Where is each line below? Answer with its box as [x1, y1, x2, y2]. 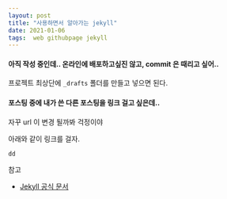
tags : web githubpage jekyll [8, 33, 108, 42]
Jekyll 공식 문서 [19, 182, 69, 191]
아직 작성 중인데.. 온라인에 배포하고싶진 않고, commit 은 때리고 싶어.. [8, 59, 219, 68]
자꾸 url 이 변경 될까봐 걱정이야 [8, 117, 104, 127]
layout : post [8, 11, 51, 20]
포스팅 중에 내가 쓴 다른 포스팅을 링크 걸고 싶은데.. [8, 98, 161, 108]
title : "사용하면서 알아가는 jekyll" [8, 19, 118, 27]
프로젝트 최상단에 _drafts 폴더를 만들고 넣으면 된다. [8, 78, 168, 88]
